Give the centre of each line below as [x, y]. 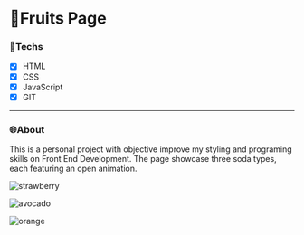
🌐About [27, 129]
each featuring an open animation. [73, 169]
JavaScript [43, 87]
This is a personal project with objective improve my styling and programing [151, 149]
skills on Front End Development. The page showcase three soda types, [143, 159]
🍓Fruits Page [58, 19]
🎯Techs [26, 47]
